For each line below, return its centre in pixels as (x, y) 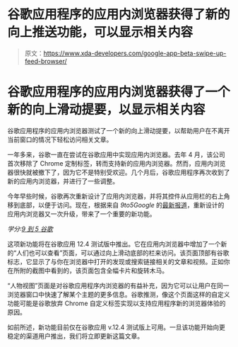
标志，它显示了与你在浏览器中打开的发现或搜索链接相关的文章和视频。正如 (115, 261)
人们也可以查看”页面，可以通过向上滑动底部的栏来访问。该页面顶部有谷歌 (123, 253)
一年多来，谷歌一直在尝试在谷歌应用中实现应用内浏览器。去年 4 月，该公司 (116, 154)
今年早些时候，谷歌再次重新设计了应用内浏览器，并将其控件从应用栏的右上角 (119, 196)
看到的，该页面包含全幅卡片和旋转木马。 (109, 271)
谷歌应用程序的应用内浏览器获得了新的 (119, 15)
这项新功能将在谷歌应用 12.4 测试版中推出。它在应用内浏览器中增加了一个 (114, 244)
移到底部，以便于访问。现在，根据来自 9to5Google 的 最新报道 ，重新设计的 (116, 205)
